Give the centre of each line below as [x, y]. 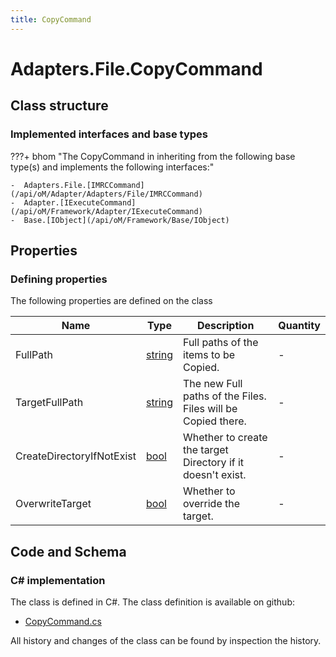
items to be [209, 355]
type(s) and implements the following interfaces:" [112, 167]
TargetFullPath [49, 403]
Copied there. [215, 421]
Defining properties [59, 279]
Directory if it [214, 463]
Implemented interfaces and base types [109, 134]
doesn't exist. [215, 475]
